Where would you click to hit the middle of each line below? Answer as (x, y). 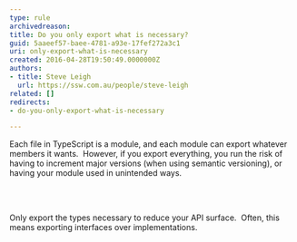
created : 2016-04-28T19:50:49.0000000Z (85, 60)
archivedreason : (40, 26)
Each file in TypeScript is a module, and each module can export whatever (148, 144)
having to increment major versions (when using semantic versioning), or (146, 163)
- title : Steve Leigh (50, 77)
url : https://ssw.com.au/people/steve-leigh (103, 85)
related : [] (32, 93)
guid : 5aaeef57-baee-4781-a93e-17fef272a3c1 (95, 43)
